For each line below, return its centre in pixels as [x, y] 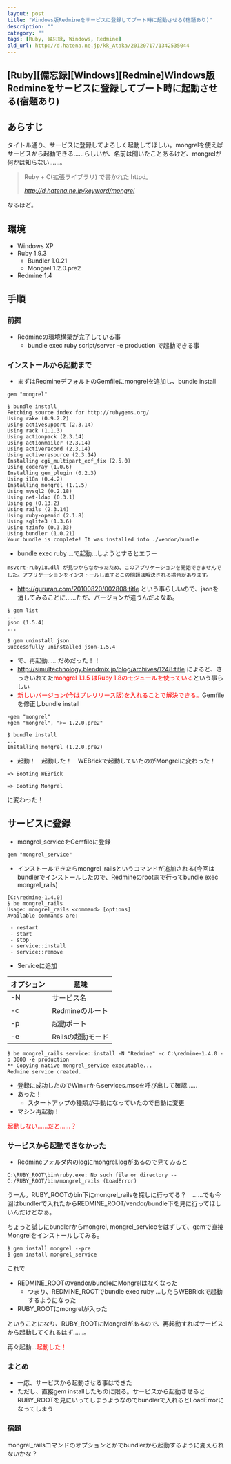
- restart [24, 927]
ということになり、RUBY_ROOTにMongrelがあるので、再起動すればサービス [115, 1324]
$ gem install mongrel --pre [49, 1249]
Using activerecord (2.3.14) [49, 449]
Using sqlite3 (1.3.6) [40, 521]
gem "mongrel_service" [40, 855]
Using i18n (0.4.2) [35, 479]
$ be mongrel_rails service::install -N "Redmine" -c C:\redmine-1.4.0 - [115, 1053]
